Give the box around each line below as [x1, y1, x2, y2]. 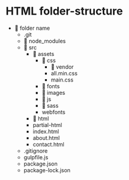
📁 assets [32, 50, 55, 57]
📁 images [41, 89, 65, 96]
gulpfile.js [23, 153, 49, 161]
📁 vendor [51, 63, 74, 71]
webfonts [41, 108, 66, 116]
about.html [32, 134, 60, 141]
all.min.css [51, 69, 78, 77]
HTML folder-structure [5, 4, 123, 18]
